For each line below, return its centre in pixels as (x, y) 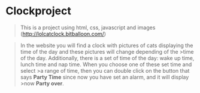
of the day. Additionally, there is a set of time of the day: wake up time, (107, 58)
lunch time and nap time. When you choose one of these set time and (106, 64)
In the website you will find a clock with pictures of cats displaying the (107, 45)
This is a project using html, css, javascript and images (88, 27)
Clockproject (38, 11)
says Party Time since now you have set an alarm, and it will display (104, 77)
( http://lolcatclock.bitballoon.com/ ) (63, 33)
